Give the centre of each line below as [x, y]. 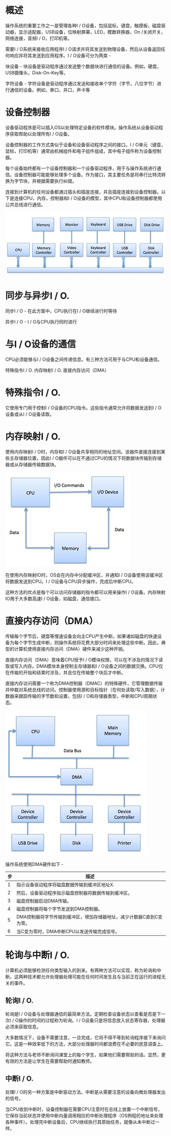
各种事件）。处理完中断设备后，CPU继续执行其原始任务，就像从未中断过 [80, 1122]
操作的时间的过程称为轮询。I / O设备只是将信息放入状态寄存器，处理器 [92, 1020]
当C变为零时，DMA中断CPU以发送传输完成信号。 [68, 931]
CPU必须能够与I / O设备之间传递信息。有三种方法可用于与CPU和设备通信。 [84, 359]
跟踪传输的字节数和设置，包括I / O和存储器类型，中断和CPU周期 [85, 696]
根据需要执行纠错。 [56, 181]
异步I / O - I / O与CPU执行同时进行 [41, 322]
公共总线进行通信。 [25, 204]
